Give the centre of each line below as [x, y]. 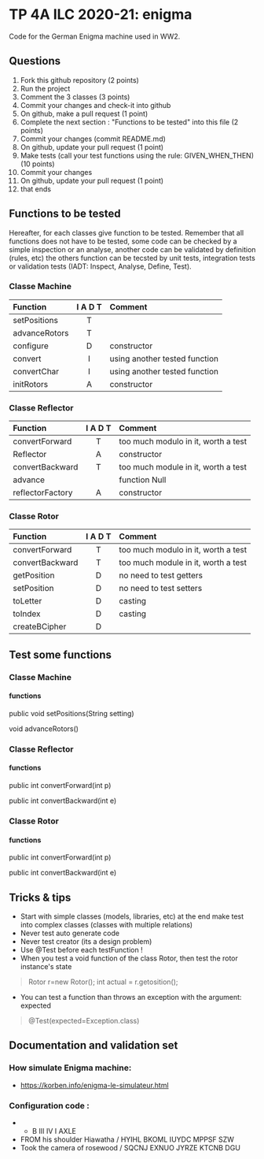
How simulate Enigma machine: [70, 1068]
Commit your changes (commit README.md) [93, 139]
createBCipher [40, 626]
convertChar [36, 371]
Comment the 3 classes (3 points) [75, 97]
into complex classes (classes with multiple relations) [106, 925]
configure [31, 346]
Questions [35, 61]
